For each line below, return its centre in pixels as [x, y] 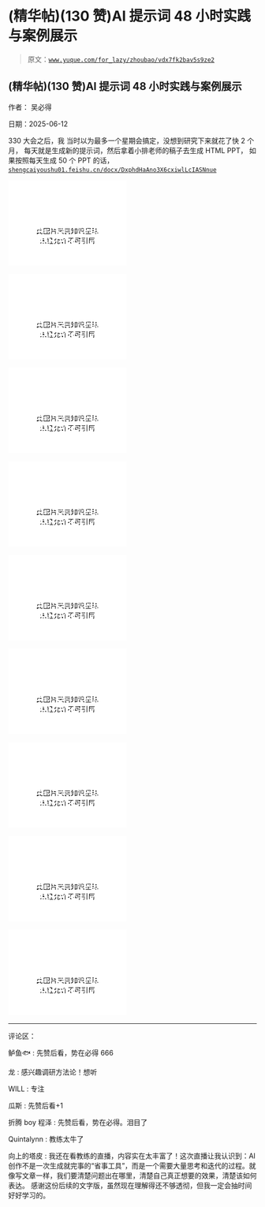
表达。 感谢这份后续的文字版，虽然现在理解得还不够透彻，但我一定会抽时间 [130, 1185]
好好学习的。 [29, 1195]
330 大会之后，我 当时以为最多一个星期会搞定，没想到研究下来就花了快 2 [127, 140]
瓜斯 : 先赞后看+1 [35, 1105]
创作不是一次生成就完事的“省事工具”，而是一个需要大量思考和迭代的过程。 [129, 1165]
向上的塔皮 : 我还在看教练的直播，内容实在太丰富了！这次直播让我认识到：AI [132, 1156]
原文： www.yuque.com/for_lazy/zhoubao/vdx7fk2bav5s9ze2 [121, 59]
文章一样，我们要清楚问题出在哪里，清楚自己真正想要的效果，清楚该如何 [139, 1175]
